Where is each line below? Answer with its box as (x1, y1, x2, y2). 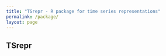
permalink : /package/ (6, 14, 59, 20)
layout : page (6, 19, 38, 25)
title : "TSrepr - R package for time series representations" (6, 8, 161, 14)
